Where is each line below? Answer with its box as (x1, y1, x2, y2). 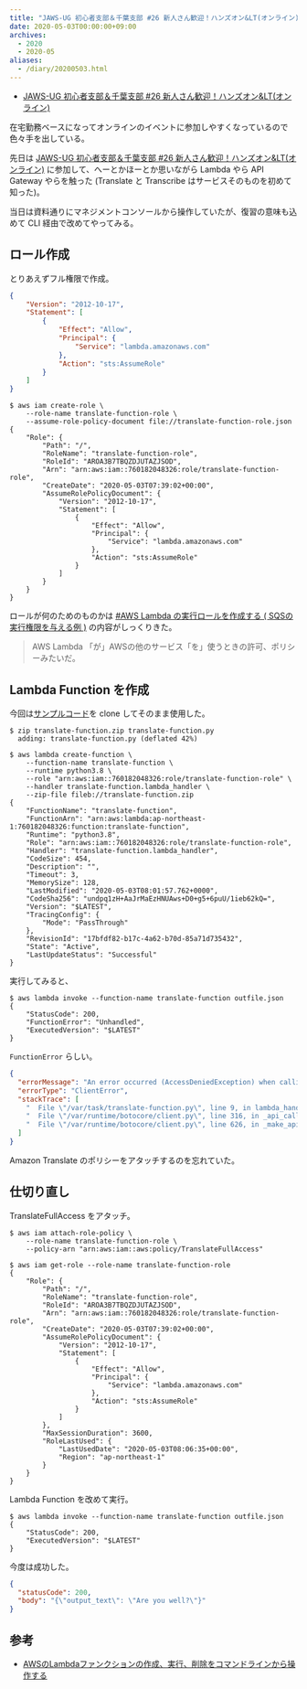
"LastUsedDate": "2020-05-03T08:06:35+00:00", (58, 1444, 239, 1454)
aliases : (9, 56, 43, 65)
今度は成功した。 (9, 1561, 74, 1572)
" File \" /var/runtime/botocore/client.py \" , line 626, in (26, 1120, 259, 1129)
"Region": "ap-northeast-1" (58, 1452, 166, 1461)
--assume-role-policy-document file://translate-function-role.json (26, 417, 292, 426)
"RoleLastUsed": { (42, 1437, 112, 1446)
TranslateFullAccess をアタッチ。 (9, 1210, 135, 1221)
